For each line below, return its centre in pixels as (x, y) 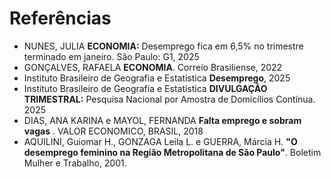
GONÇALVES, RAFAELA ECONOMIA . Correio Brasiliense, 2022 (153, 67)
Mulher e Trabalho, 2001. (75, 163)
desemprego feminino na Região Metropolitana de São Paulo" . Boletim (172, 152)
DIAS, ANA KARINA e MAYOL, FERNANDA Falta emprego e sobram (162, 120)
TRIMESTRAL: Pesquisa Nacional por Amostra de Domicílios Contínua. (169, 99)
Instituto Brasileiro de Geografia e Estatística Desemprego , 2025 (157, 78)
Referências (60, 18)
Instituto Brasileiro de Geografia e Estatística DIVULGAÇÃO (145, 88)
